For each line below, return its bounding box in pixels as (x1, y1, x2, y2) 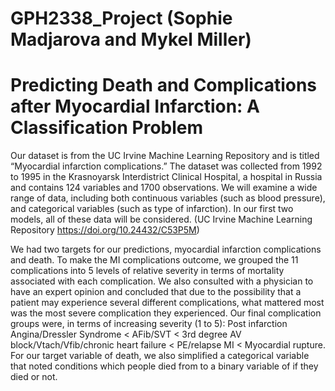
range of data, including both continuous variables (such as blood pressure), (10, 192, 326, 204)
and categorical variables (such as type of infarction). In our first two (10, 203, 294, 215)
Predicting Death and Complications (10, 74, 318, 97)
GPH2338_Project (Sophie (10, 7, 233, 30)
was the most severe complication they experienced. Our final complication (10, 307, 322, 319)
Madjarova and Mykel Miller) (10, 28, 252, 51)
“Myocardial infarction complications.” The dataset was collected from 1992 (10, 160, 323, 172)
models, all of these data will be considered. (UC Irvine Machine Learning (10, 213, 313, 226)
